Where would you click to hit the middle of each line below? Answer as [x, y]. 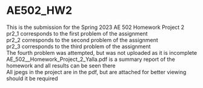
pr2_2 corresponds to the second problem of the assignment [82, 40]
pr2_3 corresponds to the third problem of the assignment [78, 46]
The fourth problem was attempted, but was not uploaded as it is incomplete [102, 52]
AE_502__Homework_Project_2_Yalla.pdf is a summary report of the [91, 59]
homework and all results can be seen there [61, 65]
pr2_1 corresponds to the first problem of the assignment [77, 33]
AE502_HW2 [39, 11]
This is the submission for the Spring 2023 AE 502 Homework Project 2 [95, 27]
